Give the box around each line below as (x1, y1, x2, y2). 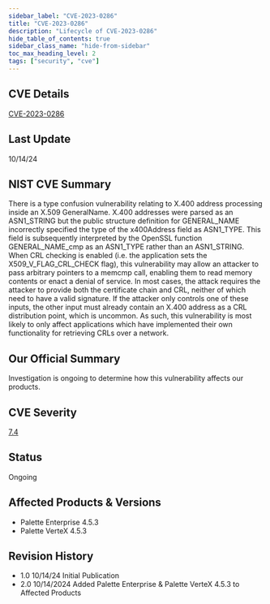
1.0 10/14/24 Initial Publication (19, 571, 120, 580)
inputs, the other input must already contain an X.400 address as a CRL (8, 302, 247, 313)
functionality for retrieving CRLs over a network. (8, 328, 169, 338)
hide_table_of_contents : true (8, 34, 111, 43)
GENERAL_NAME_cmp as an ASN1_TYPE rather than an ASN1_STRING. (8, 242, 245, 252)
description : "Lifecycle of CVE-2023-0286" (8, 27, 158, 35)
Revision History (8, 549, 94, 563)
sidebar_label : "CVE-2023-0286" (8, 11, 118, 20)
